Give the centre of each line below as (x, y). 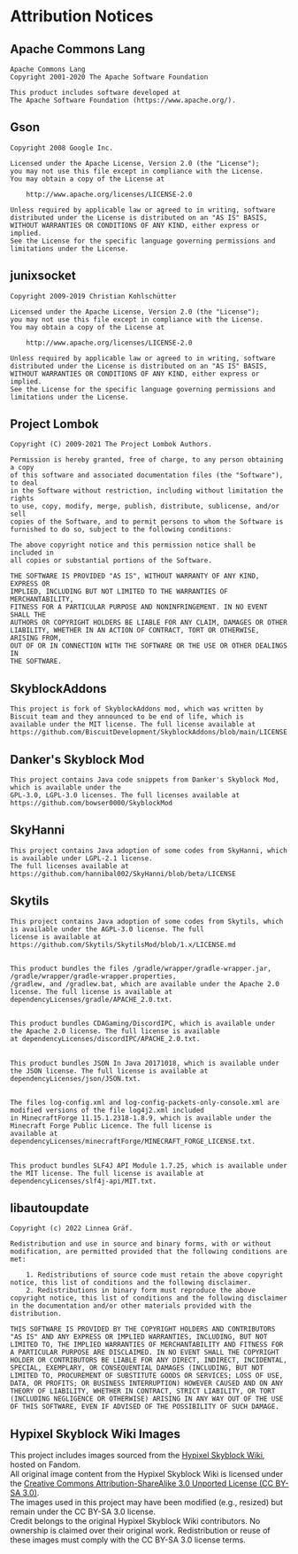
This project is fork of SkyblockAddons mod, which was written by (137, 709)
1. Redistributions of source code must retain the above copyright (155, 1275)
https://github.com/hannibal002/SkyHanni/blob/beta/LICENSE (123, 874)
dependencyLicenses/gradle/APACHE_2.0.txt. (92, 1000)
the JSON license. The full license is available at (109, 1071)
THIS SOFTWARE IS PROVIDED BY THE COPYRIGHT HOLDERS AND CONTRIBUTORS (143, 1329)
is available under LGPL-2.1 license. (81, 858)
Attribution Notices (82, 16)
